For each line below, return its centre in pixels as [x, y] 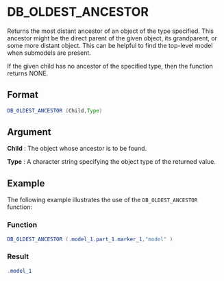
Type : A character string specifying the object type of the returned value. [111, 162]
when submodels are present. [49, 53]
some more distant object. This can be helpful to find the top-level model [110, 45]
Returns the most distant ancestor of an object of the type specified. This [111, 31]
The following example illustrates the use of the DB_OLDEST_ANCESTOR [102, 200]
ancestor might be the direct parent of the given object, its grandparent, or [112, 38]
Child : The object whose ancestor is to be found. [77, 149]
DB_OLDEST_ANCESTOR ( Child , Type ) [55, 110]
